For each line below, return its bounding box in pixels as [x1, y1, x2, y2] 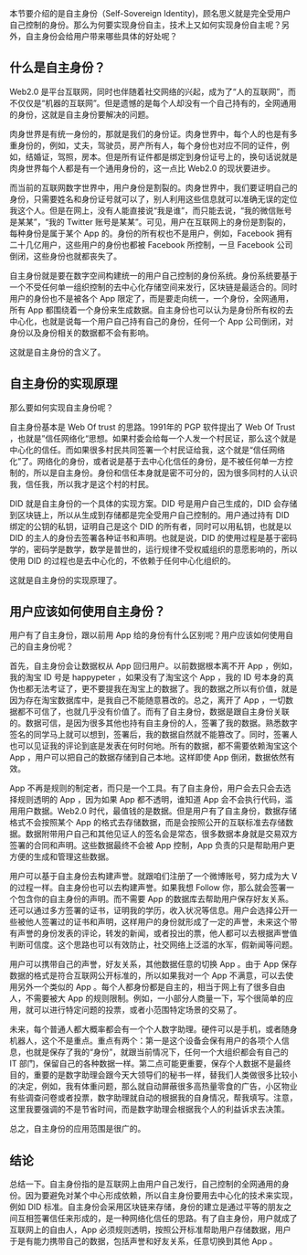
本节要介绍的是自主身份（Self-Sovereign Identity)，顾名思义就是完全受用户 [9, 8, 291, 18]
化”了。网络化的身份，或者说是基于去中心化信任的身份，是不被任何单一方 [9, 455, 286, 466]
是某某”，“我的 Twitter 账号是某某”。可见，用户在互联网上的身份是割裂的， [9, 216, 291, 227]
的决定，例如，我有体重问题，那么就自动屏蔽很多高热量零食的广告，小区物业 [9, 1081, 298, 1092]
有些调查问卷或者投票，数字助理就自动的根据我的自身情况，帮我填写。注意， [9, 1092, 298, 1103]
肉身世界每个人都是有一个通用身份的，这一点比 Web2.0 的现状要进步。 [9, 163, 276, 174]
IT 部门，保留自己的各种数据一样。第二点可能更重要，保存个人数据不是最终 [9, 1058, 291, 1069]
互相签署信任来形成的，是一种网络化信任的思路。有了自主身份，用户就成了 [16, 1213, 298, 1224]
